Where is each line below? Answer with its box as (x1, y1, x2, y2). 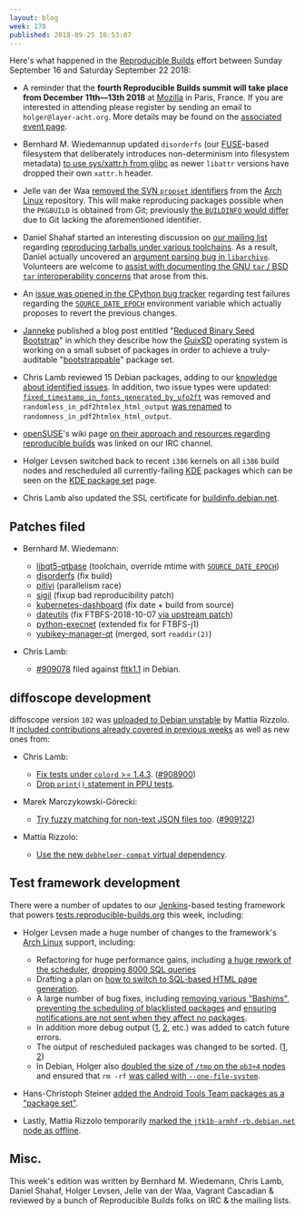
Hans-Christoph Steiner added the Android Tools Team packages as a (22, 1088, 285, 1099)
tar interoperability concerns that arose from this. (22, 270, 209, 282)
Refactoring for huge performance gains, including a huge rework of (35, 954, 292, 965)
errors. (35, 1031, 62, 1042)
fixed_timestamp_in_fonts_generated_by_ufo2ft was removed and (22, 391, 271, 402)
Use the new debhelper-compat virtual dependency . (35, 849, 228, 860)
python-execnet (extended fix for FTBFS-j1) (35, 619, 200, 630)
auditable (22, 354, 58, 365)
